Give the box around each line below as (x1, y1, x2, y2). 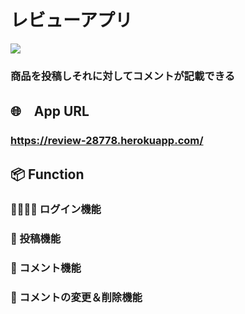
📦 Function (10, 166, 85, 183)
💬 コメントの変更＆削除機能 (10, 291, 143, 305)
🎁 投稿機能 (10, 232, 62, 246)
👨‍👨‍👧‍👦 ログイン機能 (10, 202, 102, 216)
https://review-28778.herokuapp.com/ (10, 134, 204, 148)
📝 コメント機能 (10, 261, 82, 275)
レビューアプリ (10, 9, 133, 32)
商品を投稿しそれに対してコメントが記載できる (10, 69, 236, 83)
